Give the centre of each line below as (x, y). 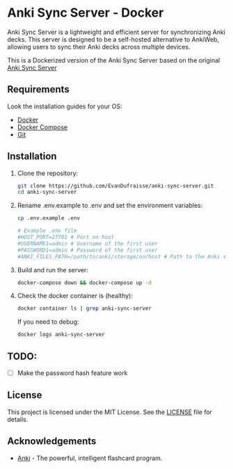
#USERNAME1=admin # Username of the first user (87, 244)
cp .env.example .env (48, 218)
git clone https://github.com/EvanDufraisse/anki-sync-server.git (115, 186)
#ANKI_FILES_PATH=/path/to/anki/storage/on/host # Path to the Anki (119, 256)
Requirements (38, 89)
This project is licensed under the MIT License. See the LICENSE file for (110, 412)
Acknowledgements (52, 442)
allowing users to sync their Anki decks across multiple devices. (99, 47)
